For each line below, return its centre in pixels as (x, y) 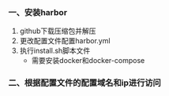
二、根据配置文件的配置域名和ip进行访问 (85, 83)
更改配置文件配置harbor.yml (65, 41)
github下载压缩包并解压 (58, 31)
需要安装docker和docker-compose (88, 61)
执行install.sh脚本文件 (55, 51)
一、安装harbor (38, 12)
